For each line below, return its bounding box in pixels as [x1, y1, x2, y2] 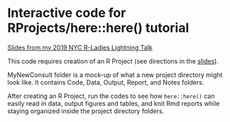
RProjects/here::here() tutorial [7, 20, 190, 36]
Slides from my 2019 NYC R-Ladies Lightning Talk [7, 43, 153, 51]
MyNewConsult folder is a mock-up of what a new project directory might [7, 71, 223, 79]
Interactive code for [7, 5, 126, 21]
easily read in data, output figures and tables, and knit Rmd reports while [7, 99, 220, 107]
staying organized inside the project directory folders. [7, 106, 165, 115]
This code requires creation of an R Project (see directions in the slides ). [7, 56, 219, 65]
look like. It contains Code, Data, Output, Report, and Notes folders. [7, 78, 204, 86]
